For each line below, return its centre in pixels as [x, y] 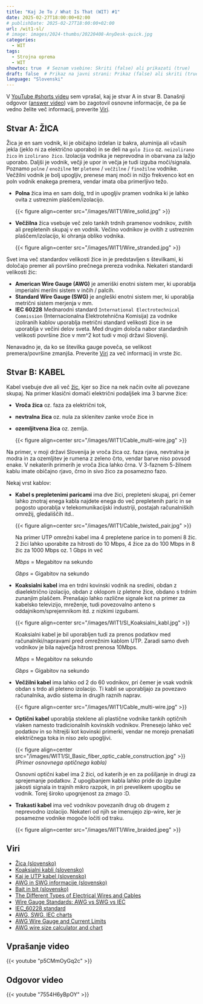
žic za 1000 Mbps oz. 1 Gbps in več [59, 550]
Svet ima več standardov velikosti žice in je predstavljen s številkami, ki [95, 259]
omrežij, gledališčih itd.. [44, 514]
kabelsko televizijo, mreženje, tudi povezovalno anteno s [85, 604]
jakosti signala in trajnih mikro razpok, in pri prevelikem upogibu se [98, 787]
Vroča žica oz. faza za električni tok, [61, 405]
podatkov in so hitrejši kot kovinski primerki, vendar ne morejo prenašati [105, 731]
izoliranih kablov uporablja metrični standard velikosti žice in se [94, 322]
